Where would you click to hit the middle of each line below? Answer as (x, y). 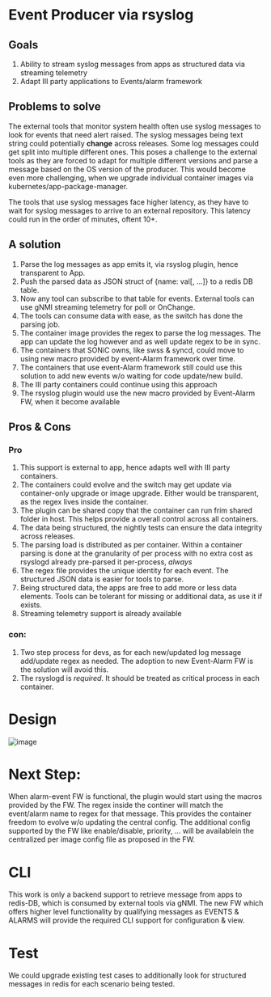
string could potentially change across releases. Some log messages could (133, 143)
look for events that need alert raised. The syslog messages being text (126, 134)
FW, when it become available (70, 401)
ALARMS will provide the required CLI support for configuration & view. (127, 920)
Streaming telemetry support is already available (101, 614)
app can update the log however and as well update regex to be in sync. (140, 341)
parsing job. (40, 324)
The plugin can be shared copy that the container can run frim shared (136, 510)
